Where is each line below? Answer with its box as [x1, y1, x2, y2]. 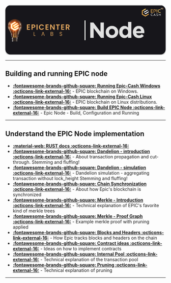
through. [12, 159, 31, 165]
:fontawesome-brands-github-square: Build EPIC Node [12, 104, 132, 110]
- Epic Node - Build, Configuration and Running [40, 110, 139, 116]
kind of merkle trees [12, 208, 55, 214]
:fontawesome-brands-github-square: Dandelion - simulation [12, 164, 147, 171]
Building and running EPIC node [5, 69, 108, 78]
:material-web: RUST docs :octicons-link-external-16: [12, 143, 129, 149]
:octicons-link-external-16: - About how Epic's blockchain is [12, 186, 141, 192]
